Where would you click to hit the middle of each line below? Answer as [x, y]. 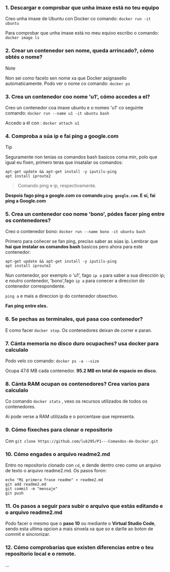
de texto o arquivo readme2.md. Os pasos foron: [56, 470]
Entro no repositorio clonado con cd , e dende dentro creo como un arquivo [83, 465]
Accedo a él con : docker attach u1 [42, 123]
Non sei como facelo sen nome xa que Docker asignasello [66, 78]
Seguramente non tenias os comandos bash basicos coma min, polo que [81, 157]
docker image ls [22, 38]
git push [14, 493]
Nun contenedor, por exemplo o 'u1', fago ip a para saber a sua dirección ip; [85, 275]
